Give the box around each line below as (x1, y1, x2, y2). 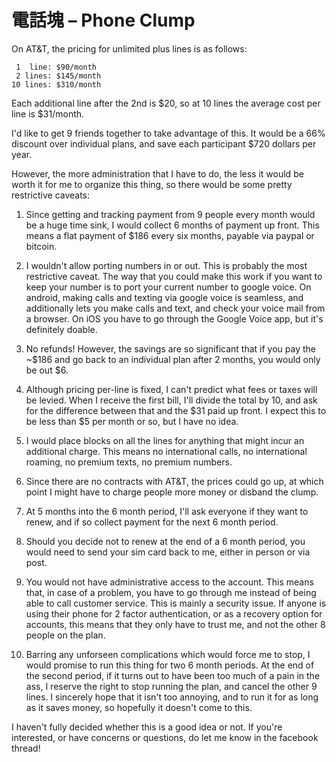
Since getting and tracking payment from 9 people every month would (25, 208, 316, 220)
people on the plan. (25, 629, 106, 641)
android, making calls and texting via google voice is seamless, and (25, 291, 304, 303)
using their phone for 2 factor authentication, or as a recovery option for (25, 607, 323, 620)
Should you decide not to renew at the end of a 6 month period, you (25, 535, 306, 547)
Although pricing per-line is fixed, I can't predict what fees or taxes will (25, 383, 318, 395)
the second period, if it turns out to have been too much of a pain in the (25, 669, 321, 681)
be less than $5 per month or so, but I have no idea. (25, 415, 239, 427)
